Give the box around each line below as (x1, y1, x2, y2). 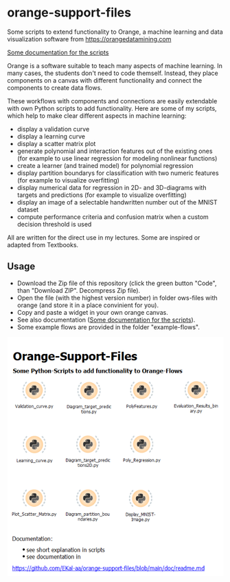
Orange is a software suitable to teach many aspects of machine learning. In (7, 61, 223, 70)
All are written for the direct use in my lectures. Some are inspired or (7, 233, 200, 242)
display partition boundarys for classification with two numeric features (16, 169, 219, 177)
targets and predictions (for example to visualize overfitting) (16, 191, 187, 199)
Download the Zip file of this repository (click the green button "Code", (16, 279, 217, 287)
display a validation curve (16, 125, 90, 133)
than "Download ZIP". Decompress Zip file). (16, 286, 141, 294)
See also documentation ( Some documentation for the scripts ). (16, 315, 196, 324)
